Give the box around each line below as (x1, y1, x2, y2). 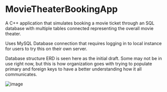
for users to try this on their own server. (5, 45, 88, 51)
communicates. (5, 71, 37, 77)
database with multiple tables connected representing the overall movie (5, 25, 154, 31)
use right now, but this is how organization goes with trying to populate (5, 60, 152, 66)
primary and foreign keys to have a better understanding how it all (5, 66, 142, 72)
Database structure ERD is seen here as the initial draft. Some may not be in (5, 55, 162, 61)
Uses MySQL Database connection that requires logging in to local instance (5, 40, 162, 46)
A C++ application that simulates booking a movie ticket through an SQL (5, 20, 155, 26)
